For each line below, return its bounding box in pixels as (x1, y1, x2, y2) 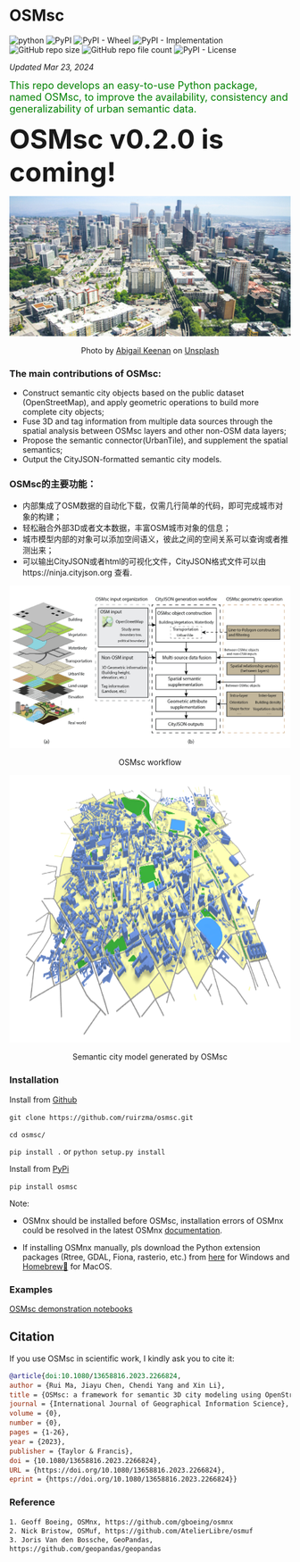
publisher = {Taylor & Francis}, (9, 1447, 134, 1456)
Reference (9, 1496, 55, 1508)
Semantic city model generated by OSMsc (72, 1051, 228, 1062)
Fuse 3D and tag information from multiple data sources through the (21, 416, 273, 427)
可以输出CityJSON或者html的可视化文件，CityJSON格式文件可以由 (21, 555, 266, 567)
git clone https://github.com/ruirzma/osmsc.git (9, 1113, 194, 1122)
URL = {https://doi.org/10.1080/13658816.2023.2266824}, (9, 1466, 226, 1475)
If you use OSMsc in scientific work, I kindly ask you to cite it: (9, 1353, 235, 1364)
